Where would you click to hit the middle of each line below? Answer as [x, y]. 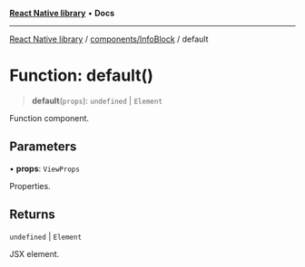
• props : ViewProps [44, 168]
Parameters [43, 147]
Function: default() [82, 76]
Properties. [30, 186]
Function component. [49, 118]
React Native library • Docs [62, 13]
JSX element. [34, 253]
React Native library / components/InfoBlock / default [109, 39]
